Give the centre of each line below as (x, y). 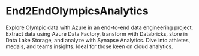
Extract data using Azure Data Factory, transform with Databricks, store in (97, 33)
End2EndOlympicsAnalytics (77, 11)
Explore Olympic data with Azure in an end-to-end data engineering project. (99, 27)
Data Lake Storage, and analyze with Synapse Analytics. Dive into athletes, (98, 40)
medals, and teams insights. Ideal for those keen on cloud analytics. (89, 46)
